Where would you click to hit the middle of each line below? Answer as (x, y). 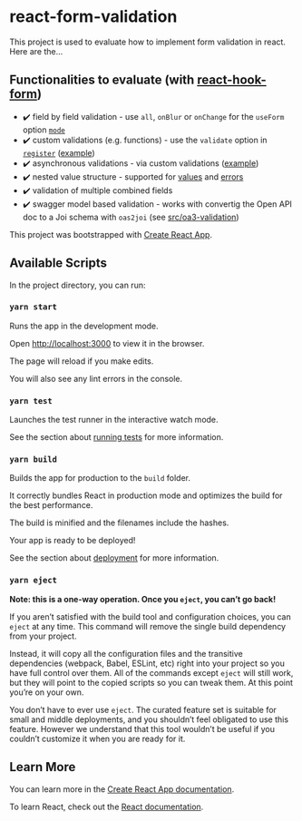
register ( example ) (58, 152)
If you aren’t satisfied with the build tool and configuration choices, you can (151, 616)
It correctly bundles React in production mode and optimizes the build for (146, 495)
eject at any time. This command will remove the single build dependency (148, 626)
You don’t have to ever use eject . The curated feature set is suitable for (143, 709)
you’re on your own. (47, 692)
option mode (44, 130)
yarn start (33, 307)
